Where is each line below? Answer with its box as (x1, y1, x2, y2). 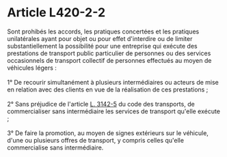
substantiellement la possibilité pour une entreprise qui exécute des (7, 42, 198, 50)
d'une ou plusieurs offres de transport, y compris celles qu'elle (7, 136, 185, 144)
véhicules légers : (7, 63, 57, 72)
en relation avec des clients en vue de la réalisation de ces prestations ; (7, 85, 209, 94)
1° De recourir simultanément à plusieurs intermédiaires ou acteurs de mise (7, 78, 219, 86)
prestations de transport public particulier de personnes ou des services (7, 49, 211, 57)
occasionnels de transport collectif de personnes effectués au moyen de (7, 56, 212, 64)
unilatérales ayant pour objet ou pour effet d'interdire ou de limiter (7, 34, 193, 42)
